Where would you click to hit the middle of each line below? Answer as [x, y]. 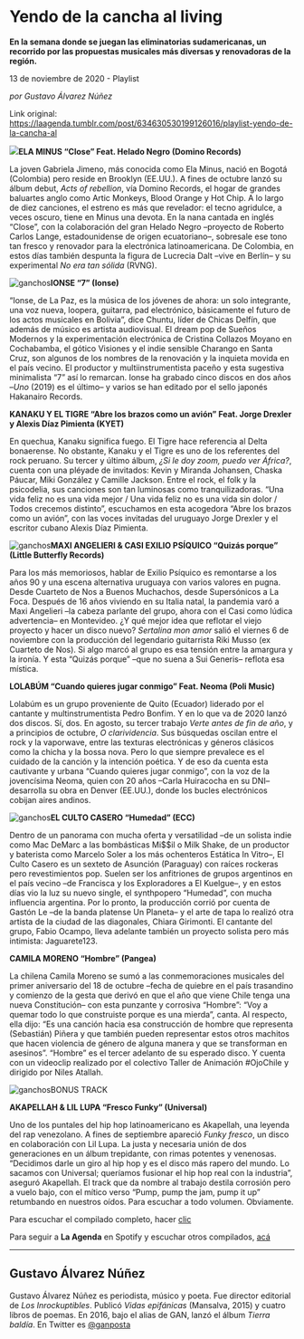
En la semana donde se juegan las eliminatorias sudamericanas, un [138, 42]
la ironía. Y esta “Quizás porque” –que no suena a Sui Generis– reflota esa [147, 659]
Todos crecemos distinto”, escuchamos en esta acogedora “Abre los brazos [151, 508]
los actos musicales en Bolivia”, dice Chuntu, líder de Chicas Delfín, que [143, 320]
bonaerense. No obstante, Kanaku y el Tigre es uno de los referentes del [145, 451]
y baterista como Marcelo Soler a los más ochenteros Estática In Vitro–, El [147, 854]
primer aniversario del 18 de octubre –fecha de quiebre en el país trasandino [152, 985]
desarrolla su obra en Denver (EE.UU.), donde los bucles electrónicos [139, 790]
